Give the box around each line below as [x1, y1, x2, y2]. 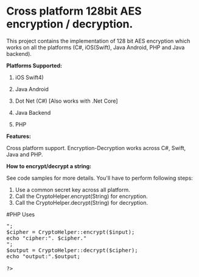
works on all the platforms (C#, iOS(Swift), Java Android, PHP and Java [6, 44, 185, 51]
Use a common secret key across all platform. [15, 186, 130, 193]
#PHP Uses [6, 211, 35, 218]
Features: [6, 132, 32, 140]
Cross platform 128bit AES [6, 4, 142, 18]
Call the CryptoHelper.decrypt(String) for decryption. [15, 199, 148, 206]
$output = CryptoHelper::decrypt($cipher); [6, 247, 138, 253]
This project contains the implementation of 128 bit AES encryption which [6, 37, 190, 44]
